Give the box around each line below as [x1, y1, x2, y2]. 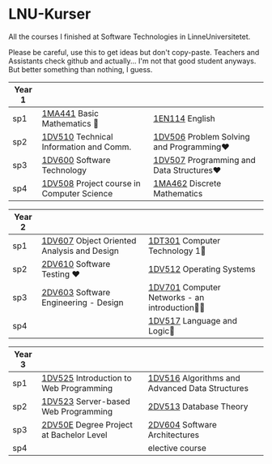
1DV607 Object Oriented [41, 234, 137, 246]
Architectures [147, 429, 200, 440]
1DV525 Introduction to [41, 372, 132, 384]
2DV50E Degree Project [41, 419, 134, 430]
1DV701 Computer [148, 281, 221, 293]
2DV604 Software [147, 419, 217, 430]
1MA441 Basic [41, 107, 100, 118]
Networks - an [148, 291, 205, 303]
